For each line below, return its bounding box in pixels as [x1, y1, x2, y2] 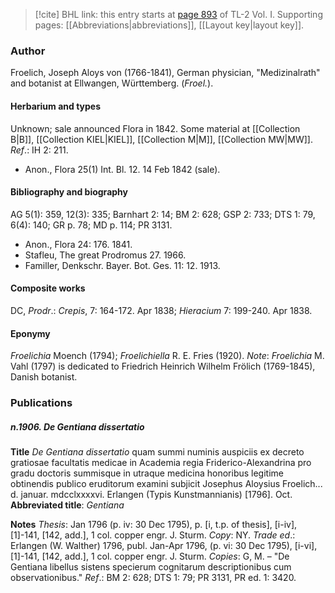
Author [10, 44, 46, 58]
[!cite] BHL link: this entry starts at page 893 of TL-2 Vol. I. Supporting [34, 9, 323, 20]
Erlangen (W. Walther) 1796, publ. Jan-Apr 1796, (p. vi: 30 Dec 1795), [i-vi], [10, 540, 318, 551]
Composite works [10, 282, 86, 294]
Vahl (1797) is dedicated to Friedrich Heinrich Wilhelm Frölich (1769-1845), [10, 360, 316, 373]
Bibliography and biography [10, 186, 128, 198]
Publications [10, 396, 73, 410]
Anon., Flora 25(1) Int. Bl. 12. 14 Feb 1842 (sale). [24, 163, 221, 175]
